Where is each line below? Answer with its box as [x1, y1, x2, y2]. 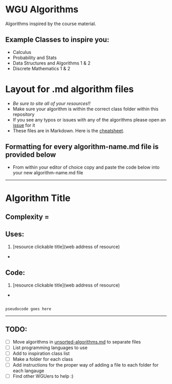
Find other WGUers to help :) [12, 373, 74, 379]
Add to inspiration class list [12, 350, 70, 356]
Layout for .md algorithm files [5, 83, 134, 95]
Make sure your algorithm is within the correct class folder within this [12, 106, 159, 112]
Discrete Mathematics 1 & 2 [12, 65, 71, 71]
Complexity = [5, 213, 50, 221]
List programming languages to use [12, 345, 88, 351]
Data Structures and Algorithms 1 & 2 [12, 60, 91, 66]
